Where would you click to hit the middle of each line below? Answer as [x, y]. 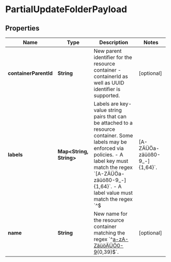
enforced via [109, 148]
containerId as [111, 76]
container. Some [113, 136]
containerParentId [30, 73]
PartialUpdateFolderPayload [66, 9]
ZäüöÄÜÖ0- [109, 245]
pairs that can [110, 117]
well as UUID [109, 83]
